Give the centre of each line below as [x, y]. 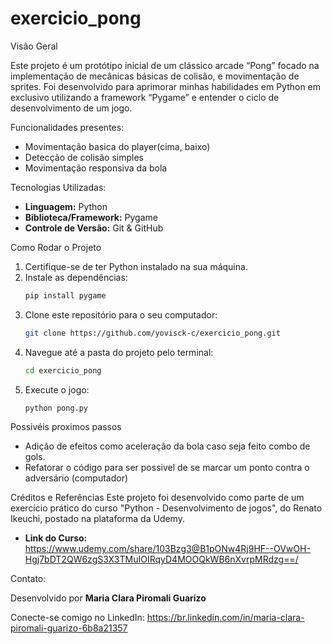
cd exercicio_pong [63, 370]
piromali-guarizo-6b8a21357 [69, 628]
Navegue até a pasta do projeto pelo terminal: [119, 352]
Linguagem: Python [66, 206]
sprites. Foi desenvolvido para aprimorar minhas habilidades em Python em [166, 86]
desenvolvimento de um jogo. [71, 108]
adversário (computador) [76, 478]
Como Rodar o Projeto [56, 247]
